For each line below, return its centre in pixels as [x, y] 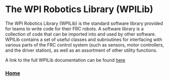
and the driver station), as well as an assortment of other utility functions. [81, 50]
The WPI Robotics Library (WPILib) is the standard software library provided [84, 23]
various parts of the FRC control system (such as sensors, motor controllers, [85, 45]
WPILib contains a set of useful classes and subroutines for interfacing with [84, 39]
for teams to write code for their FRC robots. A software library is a [74, 28]
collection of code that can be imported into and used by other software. [81, 34]
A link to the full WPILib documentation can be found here [65, 60]
